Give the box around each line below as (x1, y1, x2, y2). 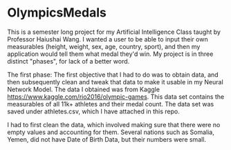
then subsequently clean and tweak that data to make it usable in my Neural (7, 77, 223, 86)
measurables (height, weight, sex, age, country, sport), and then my (7, 42, 201, 50)
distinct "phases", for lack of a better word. (7, 57, 130, 65)
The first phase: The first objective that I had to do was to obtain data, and (7, 71, 219, 79)
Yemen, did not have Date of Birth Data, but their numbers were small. (7, 135, 206, 143)
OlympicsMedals (7, 5, 107, 21)
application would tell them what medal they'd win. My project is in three (7, 50, 214, 58)
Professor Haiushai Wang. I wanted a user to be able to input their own (7, 35, 209, 43)
